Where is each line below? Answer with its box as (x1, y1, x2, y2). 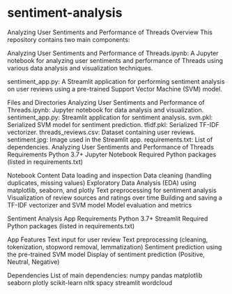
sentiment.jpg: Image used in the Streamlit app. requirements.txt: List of (7, 135, 213, 144)
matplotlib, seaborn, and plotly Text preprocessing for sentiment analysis (7, 186, 217, 194)
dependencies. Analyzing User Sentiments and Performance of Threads (7, 142, 215, 151)
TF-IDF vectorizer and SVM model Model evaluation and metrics (7, 200, 192, 209)
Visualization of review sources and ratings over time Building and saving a (7, 193, 223, 202)
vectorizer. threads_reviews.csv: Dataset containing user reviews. (7, 128, 196, 136)
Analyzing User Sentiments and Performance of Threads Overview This (7, 28, 212, 36)
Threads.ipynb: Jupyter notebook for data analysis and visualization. (7, 105, 204, 114)
